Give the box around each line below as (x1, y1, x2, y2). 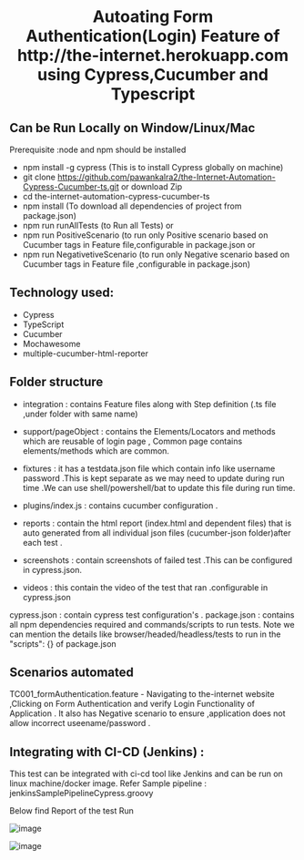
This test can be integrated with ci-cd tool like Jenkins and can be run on (9, 768, 284, 780)
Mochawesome (22, 338, 81, 349)
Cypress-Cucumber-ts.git (22, 181, 120, 192)
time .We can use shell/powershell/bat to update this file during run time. (22, 482, 296, 493)
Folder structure (9, 374, 104, 390)
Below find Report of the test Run (9, 805, 135, 816)
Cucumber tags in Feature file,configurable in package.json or (22, 240, 256, 250)
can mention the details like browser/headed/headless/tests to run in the (9, 629, 281, 640)
